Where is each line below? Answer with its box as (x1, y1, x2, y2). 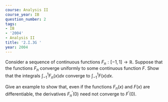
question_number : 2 (5, 17, 46, 22)
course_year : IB (5, 12, 39, 17)
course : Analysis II (5, 7, 49, 13)
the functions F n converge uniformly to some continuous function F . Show (5, 65, 159, 73)
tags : (5, 21, 17, 27)
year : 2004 (5, 45, 28, 50)
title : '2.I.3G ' (5, 40, 42, 45)
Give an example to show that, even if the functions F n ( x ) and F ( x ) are (5, 83, 150, 91)
